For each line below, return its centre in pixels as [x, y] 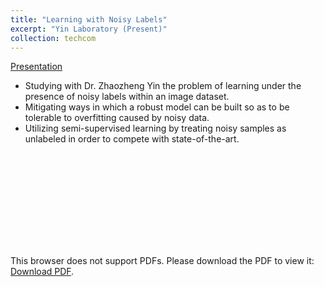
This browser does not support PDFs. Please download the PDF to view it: [162, 261]
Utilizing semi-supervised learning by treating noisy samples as [155, 128]
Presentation [36, 67]
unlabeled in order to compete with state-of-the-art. [132, 139]
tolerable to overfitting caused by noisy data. [117, 118]
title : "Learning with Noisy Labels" [89, 19]
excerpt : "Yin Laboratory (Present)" [89, 29]
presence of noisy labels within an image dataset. [127, 97]
